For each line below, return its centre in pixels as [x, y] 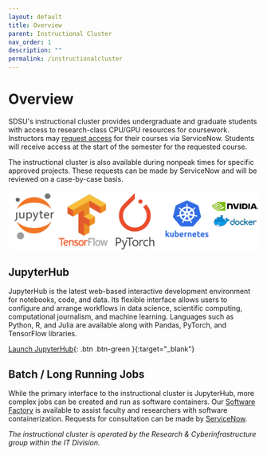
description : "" [35, 51]
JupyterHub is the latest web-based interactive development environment [130, 292]
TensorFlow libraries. [43, 334]
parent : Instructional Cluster [60, 33]
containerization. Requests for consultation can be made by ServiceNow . [128, 419]
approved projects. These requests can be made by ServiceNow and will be [133, 171]
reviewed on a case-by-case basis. [66, 178]
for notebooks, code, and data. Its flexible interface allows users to [118, 300]
